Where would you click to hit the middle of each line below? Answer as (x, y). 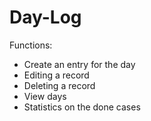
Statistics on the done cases (82, 107)
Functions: (31, 45)
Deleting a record (59, 85)
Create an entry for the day (79, 64)
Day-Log (45, 17)
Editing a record (56, 75)
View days (45, 96)
